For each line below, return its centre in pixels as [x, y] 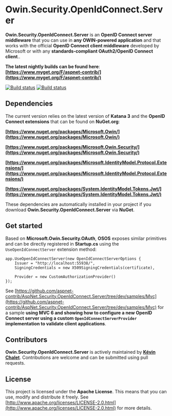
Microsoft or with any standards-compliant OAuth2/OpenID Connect [79, 51]
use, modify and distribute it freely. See [47, 397]
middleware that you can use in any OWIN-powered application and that [83, 40]
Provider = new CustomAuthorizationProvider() [65, 276]
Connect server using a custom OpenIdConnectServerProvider [71, 318]
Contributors [26, 340]
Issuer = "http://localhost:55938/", [55, 263]
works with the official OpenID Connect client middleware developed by [82, 45]
